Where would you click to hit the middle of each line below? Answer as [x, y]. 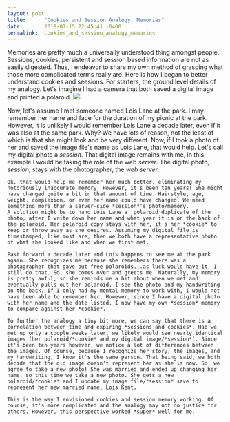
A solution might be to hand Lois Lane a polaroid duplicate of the [109, 212]
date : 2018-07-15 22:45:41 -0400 [64, 26]
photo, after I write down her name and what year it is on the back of [114, 218]
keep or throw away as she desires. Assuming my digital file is [103, 231]
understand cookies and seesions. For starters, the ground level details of [112, 82]
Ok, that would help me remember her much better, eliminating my [104, 182]
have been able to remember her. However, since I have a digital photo [114, 297]
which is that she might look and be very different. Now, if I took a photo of [113, 140]
